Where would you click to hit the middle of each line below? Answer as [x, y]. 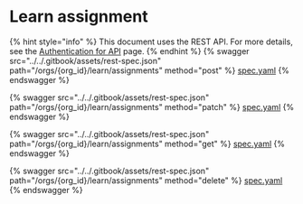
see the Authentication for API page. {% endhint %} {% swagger [130, 51]
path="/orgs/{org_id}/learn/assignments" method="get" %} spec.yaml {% [147, 144]
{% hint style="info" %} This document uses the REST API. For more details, [151, 42]
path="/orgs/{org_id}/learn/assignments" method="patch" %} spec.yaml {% [152, 107]
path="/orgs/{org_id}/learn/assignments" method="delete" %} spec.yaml [146, 180]
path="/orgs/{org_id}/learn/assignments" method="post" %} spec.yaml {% [149, 70]
